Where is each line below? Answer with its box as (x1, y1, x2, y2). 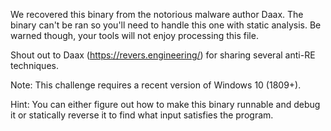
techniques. (10, 60, 59, 71)
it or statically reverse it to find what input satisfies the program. (10, 109, 274, 121)
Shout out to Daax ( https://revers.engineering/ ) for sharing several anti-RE (10, 49, 316, 61)
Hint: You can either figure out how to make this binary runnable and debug (10, 99, 321, 110)
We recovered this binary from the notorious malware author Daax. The (10, 9, 304, 20)
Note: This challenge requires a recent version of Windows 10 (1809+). (10, 79, 302, 91)
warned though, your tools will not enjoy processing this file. (10, 30, 259, 41)
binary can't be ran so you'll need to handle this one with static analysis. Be (10, 19, 322, 31)
